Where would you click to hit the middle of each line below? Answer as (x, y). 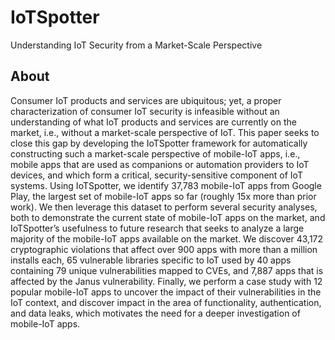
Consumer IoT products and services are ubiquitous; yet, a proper (146, 100)
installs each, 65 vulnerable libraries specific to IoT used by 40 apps (151, 260)
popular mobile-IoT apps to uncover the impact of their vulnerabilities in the (166, 292)
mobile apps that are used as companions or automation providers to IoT (160, 164)
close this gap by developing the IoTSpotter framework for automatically (159, 143)
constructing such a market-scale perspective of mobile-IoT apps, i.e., (155, 153)
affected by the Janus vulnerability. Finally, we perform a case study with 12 (166, 281)
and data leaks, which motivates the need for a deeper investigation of (155, 313)
